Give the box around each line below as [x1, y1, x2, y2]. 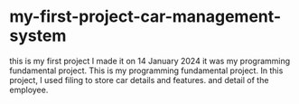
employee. [9, 84, 49, 95]
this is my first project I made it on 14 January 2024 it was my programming [9, 55, 291, 66]
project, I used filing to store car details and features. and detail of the [9, 74, 269, 85]
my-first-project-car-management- [9, 6, 282, 27]
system [9, 25, 67, 46]
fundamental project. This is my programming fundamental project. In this [9, 65, 284, 76]
